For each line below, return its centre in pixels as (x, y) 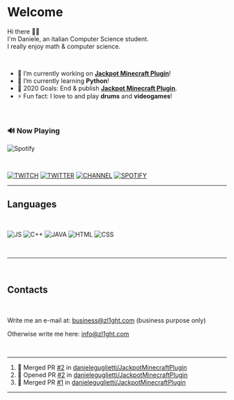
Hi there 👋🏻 (24, 31)
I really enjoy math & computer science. (64, 46)
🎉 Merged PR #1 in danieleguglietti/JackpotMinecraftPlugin (101, 382)
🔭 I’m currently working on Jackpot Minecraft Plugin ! (94, 73)
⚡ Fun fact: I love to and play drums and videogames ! (95, 96)
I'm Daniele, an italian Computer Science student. (78, 38)
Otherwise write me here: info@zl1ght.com (68, 334)
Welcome (35, 12)
